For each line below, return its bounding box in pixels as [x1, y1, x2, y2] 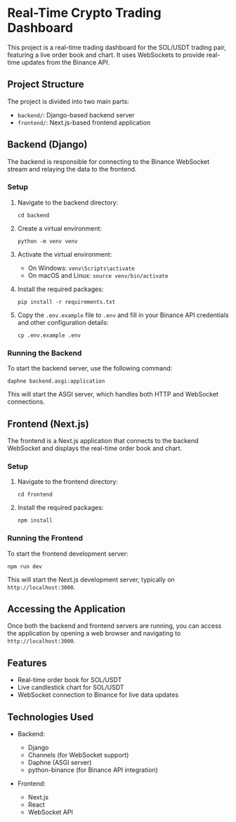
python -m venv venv [17, 238, 78, 245]
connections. [7, 397, 46, 406]
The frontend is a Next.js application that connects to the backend [7, 436, 199, 444]
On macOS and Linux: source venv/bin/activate [27, 271, 169, 279]
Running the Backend [7, 348, 82, 358]
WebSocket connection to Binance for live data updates [17, 691, 179, 699]
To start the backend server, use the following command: [7, 364, 173, 373]
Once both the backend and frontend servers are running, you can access [7, 622, 222, 630]
